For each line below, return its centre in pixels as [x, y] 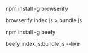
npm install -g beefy [31, 32]
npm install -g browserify [37, 9]
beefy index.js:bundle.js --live [42, 44]
